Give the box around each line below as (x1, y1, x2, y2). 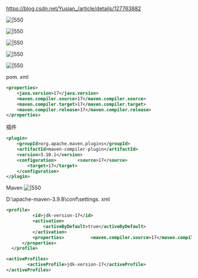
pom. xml (6, 74, 29, 80)
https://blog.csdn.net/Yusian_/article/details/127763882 (6, 5, 141, 12)
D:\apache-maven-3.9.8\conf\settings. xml (6, 196, 110, 203)
